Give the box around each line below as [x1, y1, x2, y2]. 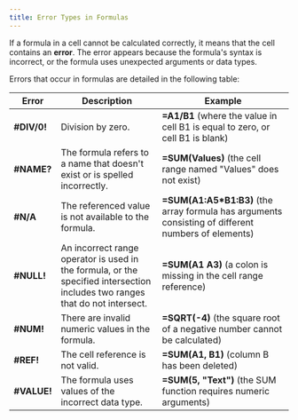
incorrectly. [60, 179, 108, 192]
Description [81, 94, 133, 107]
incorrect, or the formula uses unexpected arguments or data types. [9, 56, 257, 67]
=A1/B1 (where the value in [161, 109, 278, 122]
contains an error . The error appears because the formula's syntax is [9, 46, 263, 58]
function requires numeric [161, 384, 271, 397]
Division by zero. [60, 121, 130, 133]
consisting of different [161, 216, 255, 228]
